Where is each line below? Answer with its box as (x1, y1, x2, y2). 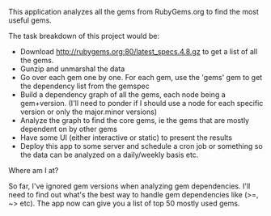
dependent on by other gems (19, 125, 117, 133)
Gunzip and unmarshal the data (19, 64, 125, 74)
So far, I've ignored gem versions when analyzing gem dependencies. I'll (8, 181, 251, 191)
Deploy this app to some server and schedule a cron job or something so (19, 142, 263, 150)
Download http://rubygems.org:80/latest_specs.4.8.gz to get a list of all (19, 47, 258, 56)
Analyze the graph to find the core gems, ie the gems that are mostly (19, 116, 249, 125)
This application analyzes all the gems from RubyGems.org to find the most (8, 7, 259, 16)
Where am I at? (8, 166, 59, 175)
